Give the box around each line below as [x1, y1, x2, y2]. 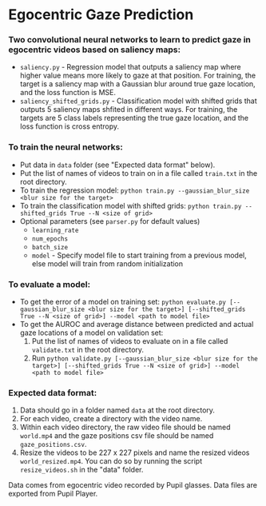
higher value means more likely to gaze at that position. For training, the [19, 70, 256, 81]
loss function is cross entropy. [19, 122, 120, 131]
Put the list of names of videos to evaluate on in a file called [31, 337, 228, 346]
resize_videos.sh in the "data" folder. [19, 465, 144, 475]
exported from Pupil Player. [8, 489, 98, 499]
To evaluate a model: [8, 278, 90, 289]
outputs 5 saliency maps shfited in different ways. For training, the [19, 105, 238, 114]
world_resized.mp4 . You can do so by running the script [19, 456, 203, 466]
